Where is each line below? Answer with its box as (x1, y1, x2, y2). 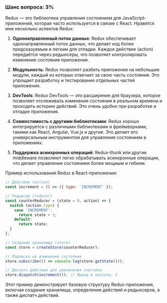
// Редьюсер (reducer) (5, 194, 53, 199)
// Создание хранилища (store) (5, 240, 71, 245)
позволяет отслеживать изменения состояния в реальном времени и (12, 98, 162, 104)
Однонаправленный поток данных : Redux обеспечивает (12, 35, 136, 41)
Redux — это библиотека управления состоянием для (5, 15, 121, 21)
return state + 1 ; (18, 212, 57, 217)
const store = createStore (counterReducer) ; (5, 245, 100, 250)
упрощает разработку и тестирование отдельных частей (12, 77, 135, 84)
